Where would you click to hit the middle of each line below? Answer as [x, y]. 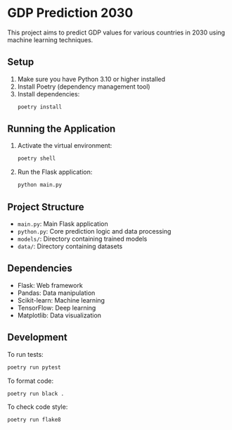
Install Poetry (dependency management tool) [84, 87]
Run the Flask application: [55, 172]
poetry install [40, 107]
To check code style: [38, 407]
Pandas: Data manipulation [56, 293]
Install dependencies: [49, 94]
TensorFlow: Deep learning [57, 308]
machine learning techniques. [50, 39]
